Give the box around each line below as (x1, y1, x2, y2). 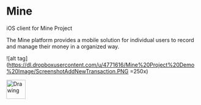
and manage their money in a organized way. (6, 43, 120, 50)
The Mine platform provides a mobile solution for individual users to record (6, 36, 194, 43)
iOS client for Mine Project (6, 24, 73, 32)
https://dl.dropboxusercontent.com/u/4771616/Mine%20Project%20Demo (8, 61, 195, 68)
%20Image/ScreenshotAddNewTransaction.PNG (6, 67, 129, 74)
